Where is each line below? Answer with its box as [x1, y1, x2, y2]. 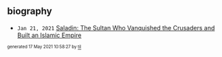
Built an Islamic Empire [16, 31, 82, 39]
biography [7, 5, 53, 17]
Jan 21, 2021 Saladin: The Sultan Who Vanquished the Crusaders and [16, 23, 215, 32]
